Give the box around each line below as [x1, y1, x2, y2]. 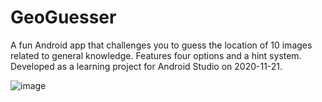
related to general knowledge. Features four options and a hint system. [10, 49, 302, 61]
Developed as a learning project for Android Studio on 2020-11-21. [10, 60, 283, 72]
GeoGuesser [10, 6, 117, 29]
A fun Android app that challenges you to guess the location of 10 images [10, 39, 313, 51]
